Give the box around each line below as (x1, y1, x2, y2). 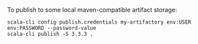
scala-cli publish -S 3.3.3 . (7, 30, 94, 37)
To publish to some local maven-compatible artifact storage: (7, 6, 177, 14)
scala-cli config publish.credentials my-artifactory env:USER (7, 19, 192, 26)
